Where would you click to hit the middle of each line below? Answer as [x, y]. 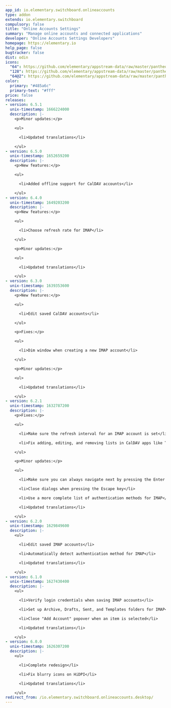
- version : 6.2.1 [24, 401]
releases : [16, 100]
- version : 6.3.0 [24, 281]
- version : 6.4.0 [24, 198]
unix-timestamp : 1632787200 [40, 406]
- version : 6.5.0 [24, 151]
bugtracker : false [25, 52]
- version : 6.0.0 [24, 642]
